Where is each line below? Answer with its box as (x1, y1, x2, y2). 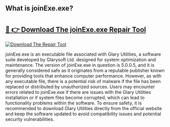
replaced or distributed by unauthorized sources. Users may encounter (5, 84, 155, 90)
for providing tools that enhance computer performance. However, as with (5, 73, 162, 79)
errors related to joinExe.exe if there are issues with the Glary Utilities (5, 89, 151, 95)
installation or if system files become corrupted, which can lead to (5, 94, 145, 100)
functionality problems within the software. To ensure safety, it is (5, 100, 142, 106)
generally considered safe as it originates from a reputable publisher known (5, 67, 165, 73)
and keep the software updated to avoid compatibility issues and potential (5, 111, 161, 117)
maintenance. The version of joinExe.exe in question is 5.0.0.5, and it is (5, 62, 155, 68)
